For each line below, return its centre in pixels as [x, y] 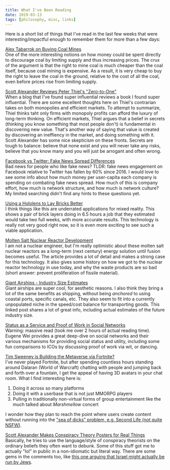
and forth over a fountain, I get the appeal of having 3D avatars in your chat [84, 373]
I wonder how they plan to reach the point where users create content [78, 414]
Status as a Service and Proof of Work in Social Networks [65, 325]
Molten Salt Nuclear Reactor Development [49, 241]
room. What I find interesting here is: [43, 378]
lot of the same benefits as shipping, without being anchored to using [78, 294]
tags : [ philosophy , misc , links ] [41, 19]
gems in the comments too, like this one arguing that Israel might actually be [85, 457]
